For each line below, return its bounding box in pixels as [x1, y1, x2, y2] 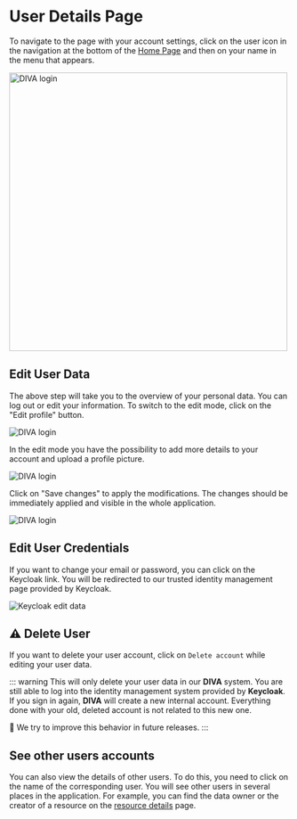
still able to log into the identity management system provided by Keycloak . [9, 686, 286, 697]
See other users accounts [9, 748, 156, 763]
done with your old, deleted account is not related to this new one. [9, 705, 252, 716]
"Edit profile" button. [9, 409, 84, 420]
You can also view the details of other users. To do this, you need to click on [9, 772, 289, 782]
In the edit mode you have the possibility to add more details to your [9, 444, 259, 455]
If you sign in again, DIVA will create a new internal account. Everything [9, 695, 271, 706]
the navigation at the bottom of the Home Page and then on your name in [9, 45, 277, 55]
